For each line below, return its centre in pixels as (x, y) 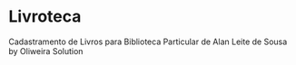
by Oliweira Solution (46, 51)
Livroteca (45, 17)
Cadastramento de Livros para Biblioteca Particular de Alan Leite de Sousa (148, 42)
